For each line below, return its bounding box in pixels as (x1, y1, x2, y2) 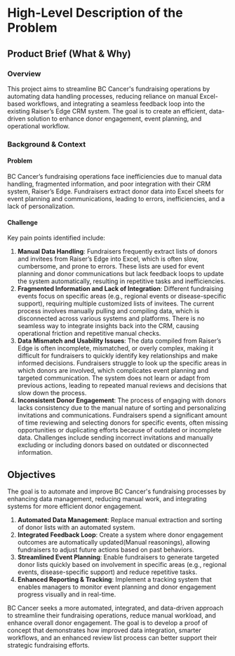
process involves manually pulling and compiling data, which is (17, 307, 200, 315)
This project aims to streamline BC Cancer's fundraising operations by (7, 84, 210, 93)
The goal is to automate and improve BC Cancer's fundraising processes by (7, 487, 227, 496)
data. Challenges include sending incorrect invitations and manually (17, 433, 214, 442)
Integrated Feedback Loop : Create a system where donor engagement (17, 531, 223, 539)
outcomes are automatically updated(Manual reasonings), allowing (17, 538, 210, 547)
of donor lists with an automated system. (17, 524, 135, 532)
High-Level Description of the (7, 5, 184, 21)
